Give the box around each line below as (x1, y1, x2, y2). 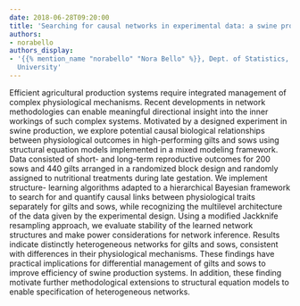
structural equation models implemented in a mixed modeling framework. (9, 144, 279, 154)
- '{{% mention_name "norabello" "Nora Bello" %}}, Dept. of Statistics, (9, 54, 290, 63)
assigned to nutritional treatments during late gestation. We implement (9, 172, 268, 183)
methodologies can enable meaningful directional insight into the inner (9, 106, 269, 117)
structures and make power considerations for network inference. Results (9, 229, 280, 240)
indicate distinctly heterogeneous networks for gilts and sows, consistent (9, 238, 279, 250)
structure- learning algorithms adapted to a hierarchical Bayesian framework (9, 182, 291, 193)
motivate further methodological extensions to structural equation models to (9, 277, 290, 287)
